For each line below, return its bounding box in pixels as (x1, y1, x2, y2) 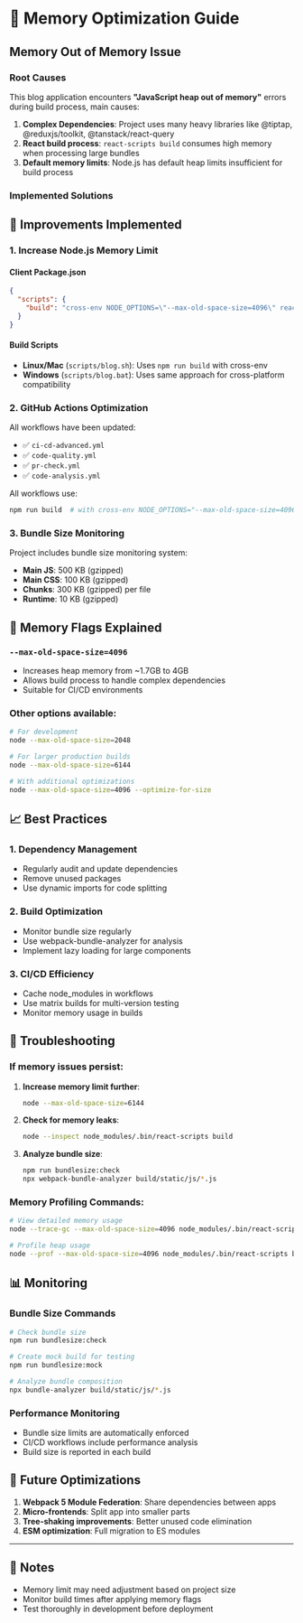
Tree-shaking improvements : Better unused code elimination (22, 1516, 252, 1526)
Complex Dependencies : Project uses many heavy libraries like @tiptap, (22, 118, 293, 129)
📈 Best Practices (9, 811, 108, 826)
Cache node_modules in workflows (22, 988, 153, 999)
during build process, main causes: (9, 101, 140, 112)
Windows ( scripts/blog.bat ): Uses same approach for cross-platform (22, 369, 286, 380)
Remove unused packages (22, 873, 122, 884)
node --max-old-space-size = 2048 (9, 736, 131, 745)
